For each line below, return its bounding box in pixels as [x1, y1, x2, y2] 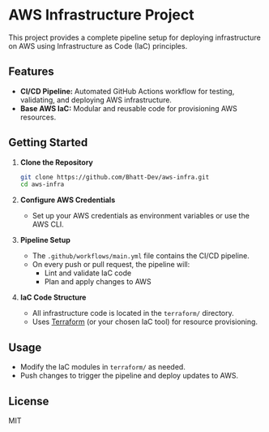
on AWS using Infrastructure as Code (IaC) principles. [8, 41, 188, 50]
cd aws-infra [19, 180, 65, 188]
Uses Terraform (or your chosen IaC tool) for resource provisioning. [32, 317, 258, 326]
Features [8, 65, 54, 79]
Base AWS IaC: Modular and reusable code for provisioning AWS [19, 103, 237, 113]
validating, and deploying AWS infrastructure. [19, 95, 173, 105]
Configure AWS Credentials [19, 195, 116, 205]
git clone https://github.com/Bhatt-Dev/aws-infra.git [19, 173, 210, 181]
